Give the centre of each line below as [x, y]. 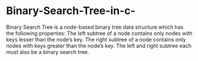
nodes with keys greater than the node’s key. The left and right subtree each [99, 46]
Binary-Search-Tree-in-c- [71, 11]
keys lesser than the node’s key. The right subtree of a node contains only [96, 39]
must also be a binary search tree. [48, 52]
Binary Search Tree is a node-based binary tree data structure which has [95, 27]
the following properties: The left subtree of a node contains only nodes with [99, 33]
